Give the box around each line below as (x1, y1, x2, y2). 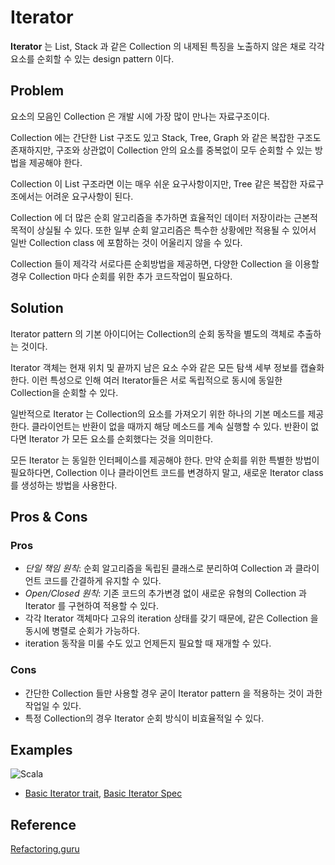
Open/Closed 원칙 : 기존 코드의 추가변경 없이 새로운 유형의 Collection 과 (24, 587, 307, 600)
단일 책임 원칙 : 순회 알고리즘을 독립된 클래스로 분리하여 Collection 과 (24, 562, 293, 575)
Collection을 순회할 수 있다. (10, 386, 119, 398)
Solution (10, 300, 64, 317)
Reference (10, 816, 77, 833)
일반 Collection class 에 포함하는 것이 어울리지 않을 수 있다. (10, 236, 243, 248)
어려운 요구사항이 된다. (44, 190, 134, 202)
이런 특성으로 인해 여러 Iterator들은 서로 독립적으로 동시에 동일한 (31, 374, 283, 386)
